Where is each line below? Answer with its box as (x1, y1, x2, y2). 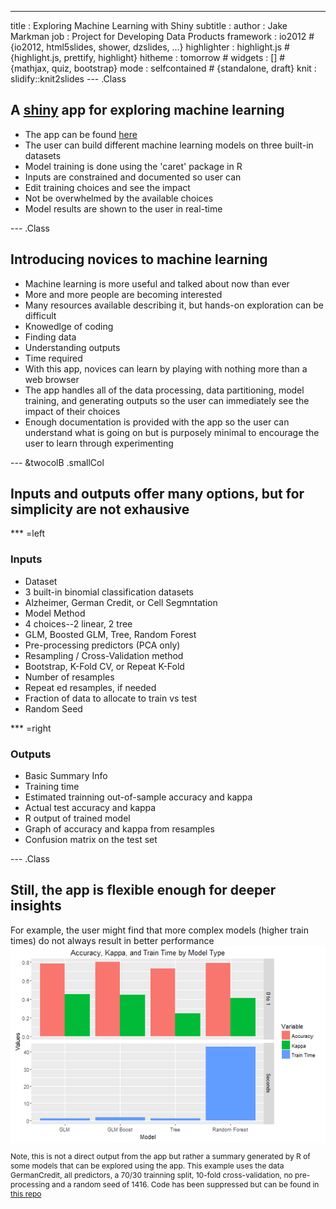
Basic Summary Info (24, 770, 108, 782)
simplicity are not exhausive (10, 501, 190, 518)
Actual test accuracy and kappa (24, 802, 157, 814)
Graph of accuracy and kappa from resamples (24, 823, 215, 835)
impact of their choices (24, 405, 121, 417)
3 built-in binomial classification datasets (24, 586, 194, 598)
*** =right (10, 722, 52, 734)
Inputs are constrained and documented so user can (24, 171, 242, 183)
